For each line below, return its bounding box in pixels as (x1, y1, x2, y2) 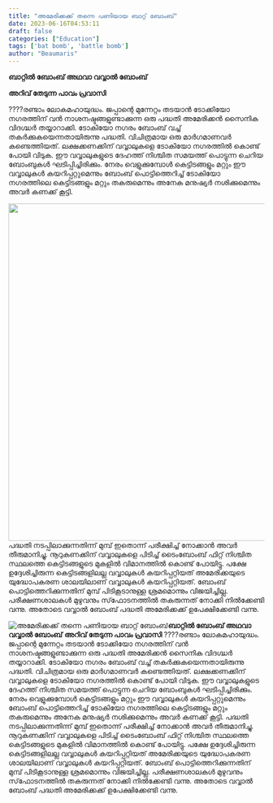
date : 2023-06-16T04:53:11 (8, 20, 100, 28)
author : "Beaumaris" (8, 50, 79, 58)
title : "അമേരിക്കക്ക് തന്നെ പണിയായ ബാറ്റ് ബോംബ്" (8, 11, 178, 20)
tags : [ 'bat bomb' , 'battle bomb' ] (8, 42, 129, 50)
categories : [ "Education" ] (8, 34, 100, 43)
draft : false (8, 27, 53, 35)
